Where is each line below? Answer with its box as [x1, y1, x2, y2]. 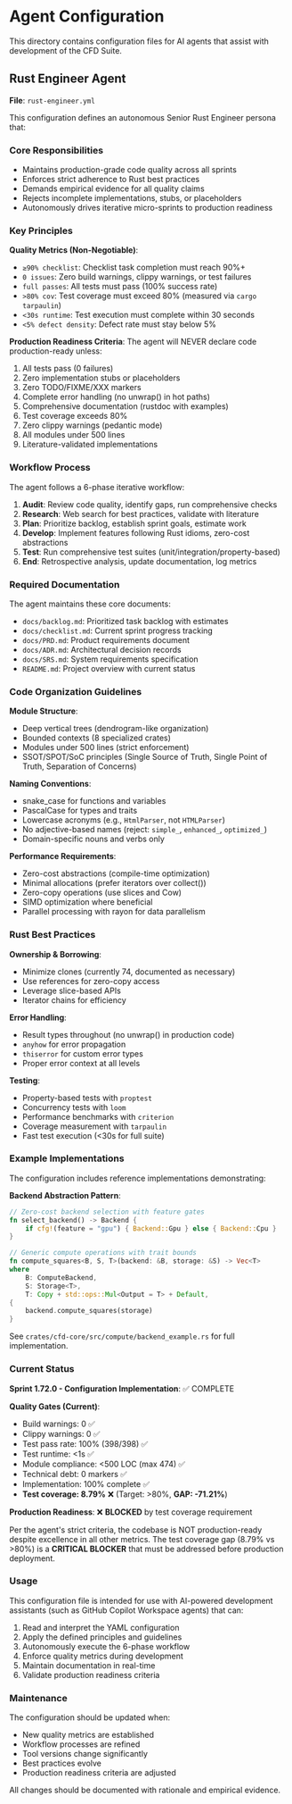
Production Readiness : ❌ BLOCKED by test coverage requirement [9, 1507, 253, 1517]
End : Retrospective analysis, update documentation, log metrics [21, 555, 257, 566]
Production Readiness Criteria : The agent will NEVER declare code [9, 337, 257, 347]
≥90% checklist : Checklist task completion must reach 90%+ [21, 262, 247, 273]
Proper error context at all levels [21, 1057, 141, 1068]
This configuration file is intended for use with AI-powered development [9, 1595, 273, 1606]
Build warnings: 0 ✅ [21, 1418, 95, 1429]
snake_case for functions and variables [21, 796, 166, 806]
